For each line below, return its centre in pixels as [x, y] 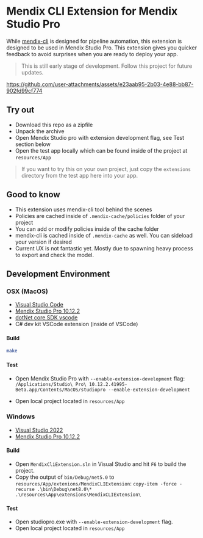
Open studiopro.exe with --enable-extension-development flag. [94, 522]
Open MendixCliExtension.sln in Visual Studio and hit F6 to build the [101, 464]
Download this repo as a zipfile [54, 125]
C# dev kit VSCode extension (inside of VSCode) [77, 324]
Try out [20, 110]
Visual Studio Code [39, 305]
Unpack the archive [40, 131]
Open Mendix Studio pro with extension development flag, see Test [100, 137]
